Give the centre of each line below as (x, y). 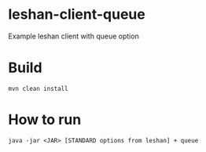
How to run (45, 120)
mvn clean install (38, 89)
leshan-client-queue (77, 14)
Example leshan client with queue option (74, 36)
